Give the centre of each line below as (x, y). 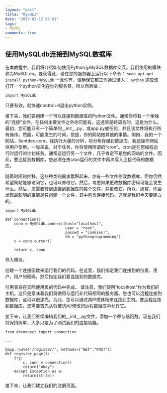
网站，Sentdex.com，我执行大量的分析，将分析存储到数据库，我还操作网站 (82, 140)
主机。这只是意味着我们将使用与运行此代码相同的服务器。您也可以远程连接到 (83, 293)
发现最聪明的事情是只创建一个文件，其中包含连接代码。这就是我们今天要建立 (83, 195)
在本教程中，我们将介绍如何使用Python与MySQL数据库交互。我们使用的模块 (83, 67)
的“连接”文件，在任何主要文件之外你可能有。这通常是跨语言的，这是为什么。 (83, 122)
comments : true (21, 33)
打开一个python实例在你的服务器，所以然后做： (54, 86)
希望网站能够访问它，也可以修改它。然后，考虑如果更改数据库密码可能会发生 (83, 182)
